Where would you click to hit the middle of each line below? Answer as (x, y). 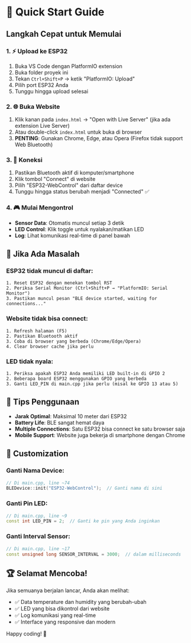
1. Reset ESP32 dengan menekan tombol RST (59, 283)
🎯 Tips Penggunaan (43, 402)
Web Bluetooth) (34, 145)
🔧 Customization (37, 454)
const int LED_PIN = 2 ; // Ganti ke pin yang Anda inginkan (83, 521)
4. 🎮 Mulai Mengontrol (40, 208)
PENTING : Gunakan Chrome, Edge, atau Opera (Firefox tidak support (99, 138)
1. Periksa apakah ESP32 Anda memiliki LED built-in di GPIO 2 (86, 374)
